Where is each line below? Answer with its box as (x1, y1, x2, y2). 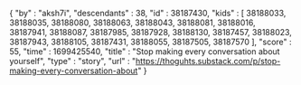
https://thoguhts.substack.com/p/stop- (135, 56, 281, 66)
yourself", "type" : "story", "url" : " (9, 56, 136, 66)
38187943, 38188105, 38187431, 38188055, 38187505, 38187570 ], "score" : (9, 36, 292, 47)
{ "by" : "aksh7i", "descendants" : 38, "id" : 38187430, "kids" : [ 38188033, (9, 8, 287, 18)
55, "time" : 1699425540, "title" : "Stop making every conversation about (9, 46, 280, 57)
